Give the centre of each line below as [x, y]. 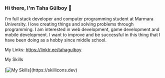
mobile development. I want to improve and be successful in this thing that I [82, 35]
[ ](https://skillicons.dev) [41, 70]
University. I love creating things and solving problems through [69, 24]
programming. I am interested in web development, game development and [82, 29]
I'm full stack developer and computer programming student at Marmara [79, 19]
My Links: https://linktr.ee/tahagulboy [43, 50]
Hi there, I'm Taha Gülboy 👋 [38, 8]
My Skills [14, 59]
